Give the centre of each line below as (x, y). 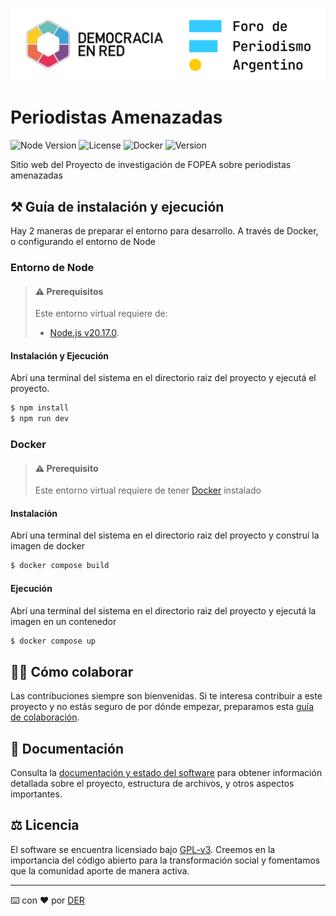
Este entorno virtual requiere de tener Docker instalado (148, 490)
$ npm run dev (40, 419)
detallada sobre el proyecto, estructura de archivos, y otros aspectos (152, 784)
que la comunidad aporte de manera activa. (100, 870)
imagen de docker (47, 546)
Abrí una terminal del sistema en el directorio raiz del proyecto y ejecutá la (163, 610)
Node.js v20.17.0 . (84, 333)
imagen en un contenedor (63, 621)
